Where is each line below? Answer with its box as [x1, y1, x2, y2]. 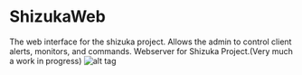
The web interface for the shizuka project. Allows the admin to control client [9, 36, 292, 47]
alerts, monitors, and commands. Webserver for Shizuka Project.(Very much [9, 45, 294, 56]
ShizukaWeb [9, 6, 106, 27]
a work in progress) [9, 55, 82, 66]
